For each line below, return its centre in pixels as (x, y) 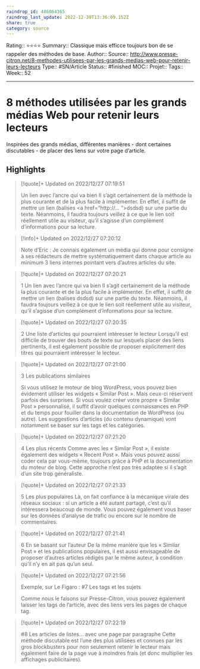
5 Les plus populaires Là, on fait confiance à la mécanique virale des (105, 497)
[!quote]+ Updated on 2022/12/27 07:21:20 (73, 437)
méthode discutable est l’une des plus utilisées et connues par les (101, 640)
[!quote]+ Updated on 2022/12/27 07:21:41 (73, 533)
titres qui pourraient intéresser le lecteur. (71, 353)
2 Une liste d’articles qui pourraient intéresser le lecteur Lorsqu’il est (104, 334)
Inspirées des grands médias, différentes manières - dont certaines (89, 145)
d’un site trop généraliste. (52, 474)
